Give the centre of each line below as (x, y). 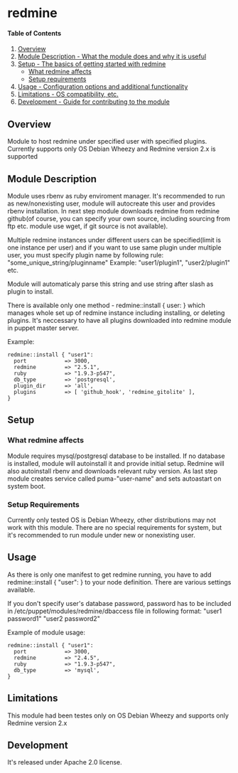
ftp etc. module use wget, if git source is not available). (88, 226)
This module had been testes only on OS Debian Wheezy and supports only (118, 715)
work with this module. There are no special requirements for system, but (115, 527)
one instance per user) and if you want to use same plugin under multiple (114, 247)
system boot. (27, 486)
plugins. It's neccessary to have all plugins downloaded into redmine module (120, 321)
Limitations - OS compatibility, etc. (68, 95)
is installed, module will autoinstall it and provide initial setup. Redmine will (116, 463)
